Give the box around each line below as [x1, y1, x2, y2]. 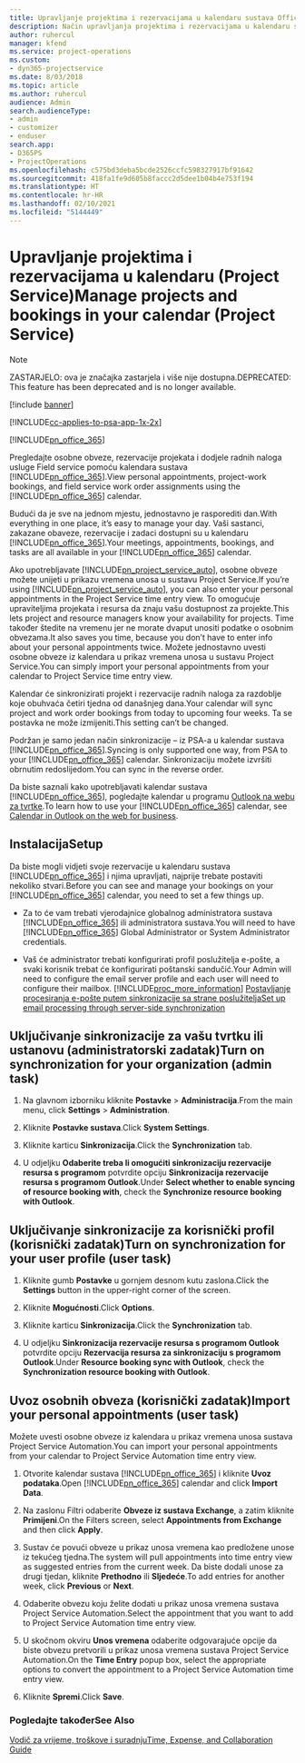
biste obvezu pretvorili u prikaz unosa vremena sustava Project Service [22, 1644, 289, 1655]
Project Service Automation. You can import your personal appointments [9, 1440, 279, 1451]
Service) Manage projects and [9, 285, 238, 305]
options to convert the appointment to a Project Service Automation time [22, 1664, 294, 1675]
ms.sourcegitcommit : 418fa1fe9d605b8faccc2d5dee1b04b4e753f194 [9, 174, 254, 183]
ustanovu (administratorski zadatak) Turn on [9, 1042, 265, 1058]
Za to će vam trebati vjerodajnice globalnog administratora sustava [22, 907, 273, 918]
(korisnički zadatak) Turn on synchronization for [9, 1237, 286, 1252]
